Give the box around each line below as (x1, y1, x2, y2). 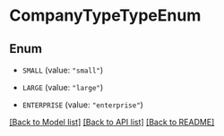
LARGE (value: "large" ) (22, 82, 104, 92)
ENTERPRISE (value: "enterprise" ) (22, 99, 143, 110)
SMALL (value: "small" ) (22, 64, 104, 75)
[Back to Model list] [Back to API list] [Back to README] (9, 117, 215, 127)
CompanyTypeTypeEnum (9, 5, 202, 26)
